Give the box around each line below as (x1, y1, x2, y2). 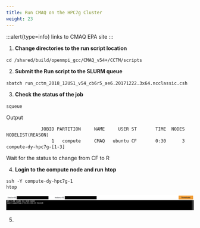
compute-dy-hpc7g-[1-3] (6, 143, 65, 150)
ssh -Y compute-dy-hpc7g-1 (6, 178, 73, 184)
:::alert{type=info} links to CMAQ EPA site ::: (6, 33, 114, 40)
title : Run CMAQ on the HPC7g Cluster (6, 10, 102, 15)
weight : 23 (6, 15, 33, 22)
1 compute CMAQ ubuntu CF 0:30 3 (51, 138, 185, 144)
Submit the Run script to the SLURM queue (14, 67, 123, 74)
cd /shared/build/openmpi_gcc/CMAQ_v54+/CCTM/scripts (6, 57, 143, 63)
